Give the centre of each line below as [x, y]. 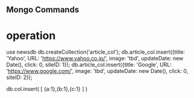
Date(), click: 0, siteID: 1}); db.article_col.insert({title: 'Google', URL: [89, 65]
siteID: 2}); [20, 78]
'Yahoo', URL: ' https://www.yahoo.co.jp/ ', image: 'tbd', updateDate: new [95, 59]
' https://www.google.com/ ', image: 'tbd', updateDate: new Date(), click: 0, [97, 71]
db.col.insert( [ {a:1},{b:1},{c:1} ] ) [47, 89]
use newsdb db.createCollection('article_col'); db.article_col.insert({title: [95, 52]
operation [31, 36]
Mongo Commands [43, 10]
